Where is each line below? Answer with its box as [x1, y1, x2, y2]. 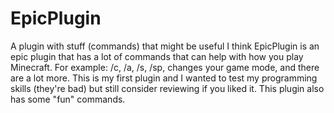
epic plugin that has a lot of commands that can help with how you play [10, 50, 304, 62]
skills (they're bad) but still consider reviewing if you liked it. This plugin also [10, 82, 325, 94]
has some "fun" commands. [10, 93, 126, 105]
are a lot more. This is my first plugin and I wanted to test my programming [10, 72, 318, 84]
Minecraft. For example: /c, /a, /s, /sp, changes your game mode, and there [10, 61, 320, 73]
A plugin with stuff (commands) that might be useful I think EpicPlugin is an [10, 40, 320, 52]
